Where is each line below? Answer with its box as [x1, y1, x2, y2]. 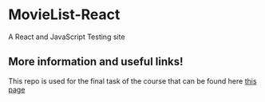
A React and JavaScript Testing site [8, 32, 125, 41]
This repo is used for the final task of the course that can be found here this [8, 76, 257, 85]
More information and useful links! [8, 55, 184, 69]
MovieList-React [8, 6, 121, 24]
